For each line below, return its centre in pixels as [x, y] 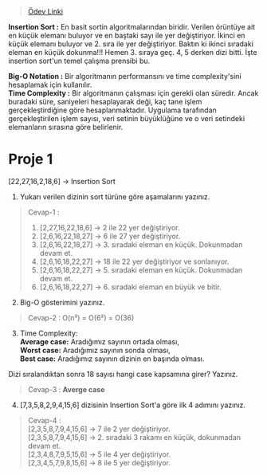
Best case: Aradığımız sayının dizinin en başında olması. [112, 359]
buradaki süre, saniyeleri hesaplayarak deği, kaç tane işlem [105, 102]
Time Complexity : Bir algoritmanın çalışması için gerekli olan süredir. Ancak [133, 93]
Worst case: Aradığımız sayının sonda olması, [95, 350]
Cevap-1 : [43, 212]
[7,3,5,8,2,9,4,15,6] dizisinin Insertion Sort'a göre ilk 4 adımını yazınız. [132, 405]
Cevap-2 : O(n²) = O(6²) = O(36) [81, 317]
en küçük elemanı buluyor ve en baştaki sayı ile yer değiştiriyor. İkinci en [127, 35]
